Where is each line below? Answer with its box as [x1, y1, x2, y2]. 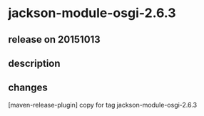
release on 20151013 [8, 33, 101, 46]
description [8, 57, 61, 69]
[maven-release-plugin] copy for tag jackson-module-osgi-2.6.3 [8, 100, 198, 109]
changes [8, 82, 49, 94]
